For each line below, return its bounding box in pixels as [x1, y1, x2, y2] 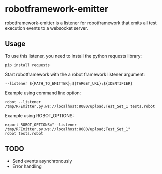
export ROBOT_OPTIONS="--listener [5, 122, 77, 127]
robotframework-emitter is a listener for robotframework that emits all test [5, 20, 157, 26]
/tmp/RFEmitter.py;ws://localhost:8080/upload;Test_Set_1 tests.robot [5, 104, 155, 109]
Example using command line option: [5, 90, 81, 96]
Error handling [12, 163, 42, 169]
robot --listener [5, 99, 41, 104]
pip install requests [5, 62, 50, 68]
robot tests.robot [5, 131, 43, 136]
